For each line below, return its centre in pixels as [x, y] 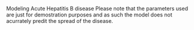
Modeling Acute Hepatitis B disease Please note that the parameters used [97, 9]
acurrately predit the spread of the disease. [60, 21]
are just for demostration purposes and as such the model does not [89, 15]
